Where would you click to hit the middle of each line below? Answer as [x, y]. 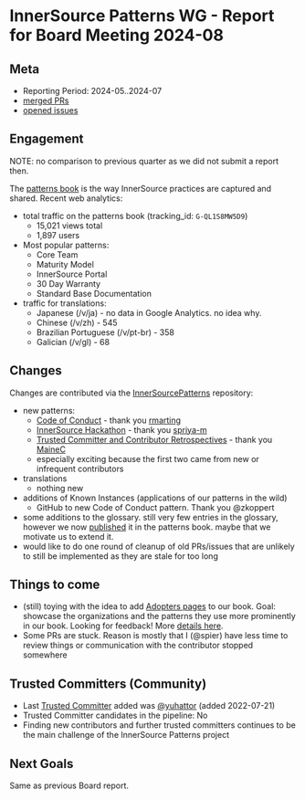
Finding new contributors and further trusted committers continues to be [159, 725]
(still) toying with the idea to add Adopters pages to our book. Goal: [149, 606]
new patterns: [49, 410]
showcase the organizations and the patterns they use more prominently [159, 616]
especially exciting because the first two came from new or [148, 458]
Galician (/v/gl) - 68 [73, 342]
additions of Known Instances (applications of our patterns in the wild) [155, 498]
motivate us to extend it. [68, 536]
